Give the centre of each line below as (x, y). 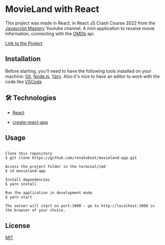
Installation (23, 59)
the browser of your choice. (35, 211)
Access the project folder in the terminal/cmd (56, 167)
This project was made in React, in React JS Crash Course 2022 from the (80, 23)
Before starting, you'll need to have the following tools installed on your (78, 71)
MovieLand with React (52, 9)
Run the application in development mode (49, 193)
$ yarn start (19, 197)
